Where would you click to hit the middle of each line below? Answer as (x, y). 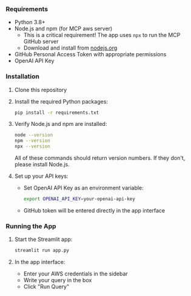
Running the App (31, 226)
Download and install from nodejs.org (70, 48)
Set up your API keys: (41, 176)
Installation (23, 76)
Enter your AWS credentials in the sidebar (75, 274)
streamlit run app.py (42, 251)
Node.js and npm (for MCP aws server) (63, 28)
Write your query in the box (58, 280)
